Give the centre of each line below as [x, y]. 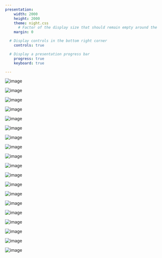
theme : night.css [31, 23]
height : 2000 [27, 18]
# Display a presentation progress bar [50, 54]
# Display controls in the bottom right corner [58, 41]
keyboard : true [29, 63]
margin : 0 [24, 32]
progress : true [29, 59]
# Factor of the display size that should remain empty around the [88, 28]
